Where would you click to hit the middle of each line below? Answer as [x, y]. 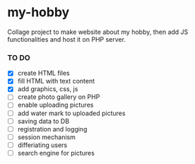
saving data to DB [43, 121]
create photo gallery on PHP [59, 97]
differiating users [42, 145]
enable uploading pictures [55, 105]
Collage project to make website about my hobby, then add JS [98, 32]
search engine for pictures [56, 153]
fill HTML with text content [56, 81]
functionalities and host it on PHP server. [66, 39]
